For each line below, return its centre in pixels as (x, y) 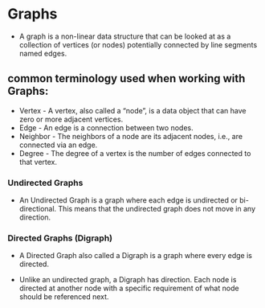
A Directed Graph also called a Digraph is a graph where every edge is (135, 256)
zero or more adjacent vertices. (71, 119)
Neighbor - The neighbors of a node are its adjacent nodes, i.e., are (130, 136)
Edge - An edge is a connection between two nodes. (106, 127)
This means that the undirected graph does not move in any (157, 209)
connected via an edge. (58, 145)
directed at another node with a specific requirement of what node (129, 288)
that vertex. (38, 162)
